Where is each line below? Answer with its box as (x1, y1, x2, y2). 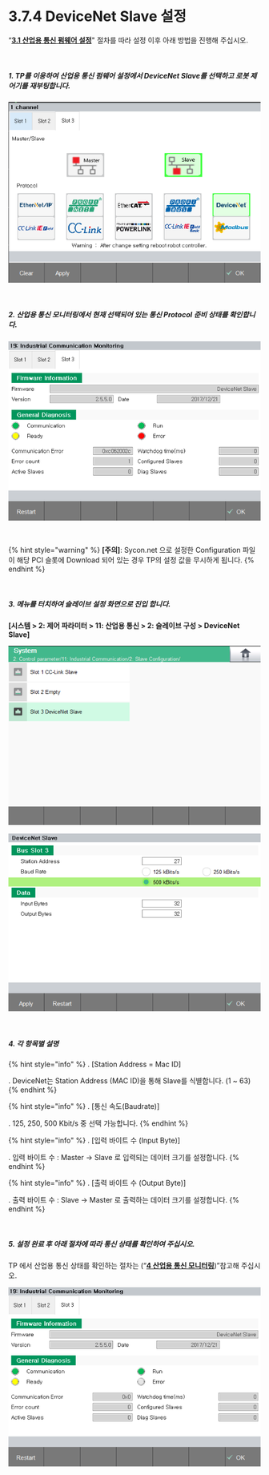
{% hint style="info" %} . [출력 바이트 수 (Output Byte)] (8, 1179, 187, 1188)
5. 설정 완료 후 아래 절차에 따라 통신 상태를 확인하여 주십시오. (8, 1239, 195, 1248)
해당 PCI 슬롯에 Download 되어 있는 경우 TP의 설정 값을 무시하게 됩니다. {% (16, 555, 255, 565)
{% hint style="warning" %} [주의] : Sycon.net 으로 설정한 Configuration (8, 546, 241, 555)
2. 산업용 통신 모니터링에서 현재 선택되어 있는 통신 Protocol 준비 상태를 (8, 310, 228, 320)
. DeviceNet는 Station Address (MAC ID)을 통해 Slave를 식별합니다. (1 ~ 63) (8, 1076, 251, 1086)
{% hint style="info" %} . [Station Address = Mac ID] (8, 1059, 182, 1070)
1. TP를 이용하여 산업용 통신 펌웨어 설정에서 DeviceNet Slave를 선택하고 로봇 (8, 71, 249, 80)
